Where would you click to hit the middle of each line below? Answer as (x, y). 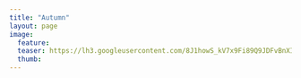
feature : (34, 43)
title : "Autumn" (39, 17)
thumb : (30, 59)
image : (21, 34)
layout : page (34, 26)
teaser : (32, 51)
